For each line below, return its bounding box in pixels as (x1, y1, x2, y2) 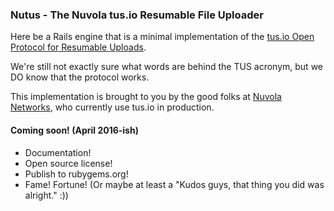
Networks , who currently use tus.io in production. (10, 101, 215, 113)
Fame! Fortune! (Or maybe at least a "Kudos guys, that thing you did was (24, 178, 325, 190)
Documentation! (24, 146, 92, 158)
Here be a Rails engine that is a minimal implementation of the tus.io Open (10, 31, 315, 43)
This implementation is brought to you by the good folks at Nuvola (10, 91, 282, 103)
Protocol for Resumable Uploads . (10, 41, 147, 53)
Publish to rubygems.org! (24, 168, 129, 180)
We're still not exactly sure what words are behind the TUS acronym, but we (10, 61, 324, 73)
